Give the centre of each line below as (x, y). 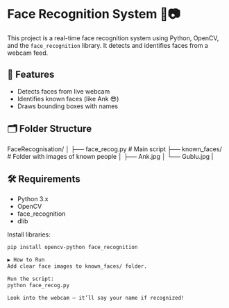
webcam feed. (28, 53)
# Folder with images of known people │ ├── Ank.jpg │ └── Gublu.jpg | (110, 156)
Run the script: (31, 279)
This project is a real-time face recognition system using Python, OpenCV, (113, 38)
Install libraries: (29, 234)
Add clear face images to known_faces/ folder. (77, 266)
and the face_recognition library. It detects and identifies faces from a (108, 45)
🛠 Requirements (44, 179)
